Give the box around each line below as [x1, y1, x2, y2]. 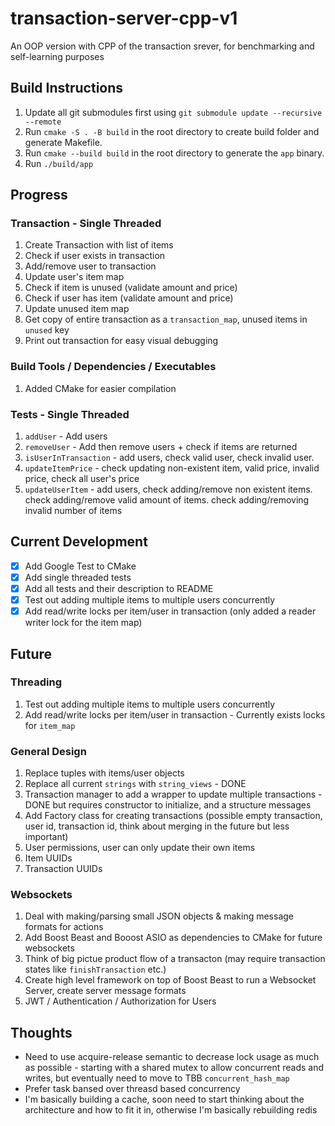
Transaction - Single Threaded [10, 217, 162, 231]
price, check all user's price [24, 473, 140, 485]
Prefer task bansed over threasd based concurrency [24, 1083, 241, 1095]
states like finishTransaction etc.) [24, 963, 167, 976]
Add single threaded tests [24, 571, 132, 583]
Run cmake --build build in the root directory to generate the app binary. [24, 147, 325, 159]
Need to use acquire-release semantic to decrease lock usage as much [24, 1051, 320, 1063]
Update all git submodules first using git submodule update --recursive [24, 106, 323, 118]
